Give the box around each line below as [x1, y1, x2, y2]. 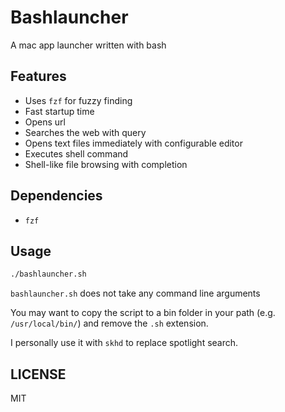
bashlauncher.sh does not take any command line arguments [10, 287, 261, 300]
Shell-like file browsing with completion [24, 158, 188, 170]
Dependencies [10, 187, 103, 205]
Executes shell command [24, 147, 129, 160]
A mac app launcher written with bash [10, 39, 167, 51]
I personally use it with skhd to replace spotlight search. [10, 337, 239, 349]
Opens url [24, 116, 66, 128]
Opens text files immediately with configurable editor [24, 137, 243, 149]
